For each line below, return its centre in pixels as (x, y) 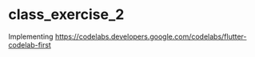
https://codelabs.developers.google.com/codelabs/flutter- (151, 36)
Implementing (31, 36)
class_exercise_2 (66, 15)
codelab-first (30, 44)
